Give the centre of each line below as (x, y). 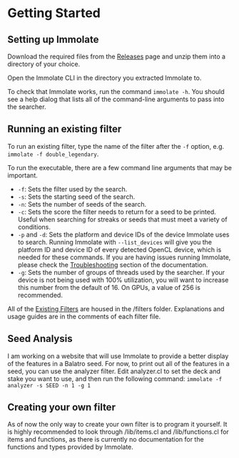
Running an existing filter (65, 129)
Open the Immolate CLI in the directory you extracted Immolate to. (105, 78)
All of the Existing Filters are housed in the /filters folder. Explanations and (116, 308)
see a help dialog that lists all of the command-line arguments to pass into (116, 99)
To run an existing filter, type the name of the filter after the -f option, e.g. (116, 146)
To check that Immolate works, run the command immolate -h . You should (116, 92)
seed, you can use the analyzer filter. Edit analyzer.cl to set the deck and (114, 371)
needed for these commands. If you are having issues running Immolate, (124, 257)
